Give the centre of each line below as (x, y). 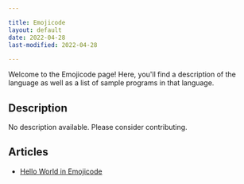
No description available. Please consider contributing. (98, 127)
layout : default (35, 30)
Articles (29, 152)
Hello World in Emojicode (61, 171)
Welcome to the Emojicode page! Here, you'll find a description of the (122, 74)
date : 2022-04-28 (37, 37)
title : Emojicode (37, 22)
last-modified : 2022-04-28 (53, 45)
